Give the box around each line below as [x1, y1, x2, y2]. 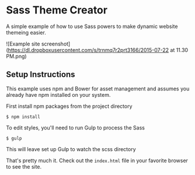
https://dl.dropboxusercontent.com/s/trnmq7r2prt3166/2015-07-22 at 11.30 [8, 46, 189, 53]
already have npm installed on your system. [6, 91, 111, 98]
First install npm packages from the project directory [6, 103, 133, 110]
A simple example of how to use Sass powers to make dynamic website [6, 23, 178, 30]
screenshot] [41, 40, 71, 47]
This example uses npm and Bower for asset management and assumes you [6, 85, 190, 92]
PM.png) [6, 52, 27, 60]
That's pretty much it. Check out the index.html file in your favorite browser [6, 157, 189, 164]
